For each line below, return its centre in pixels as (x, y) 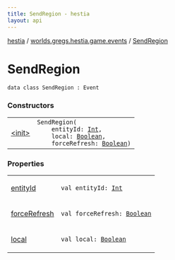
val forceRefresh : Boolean (106, 214)
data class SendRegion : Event (53, 88)
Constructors (31, 105)
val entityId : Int (92, 188)
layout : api (25, 20)
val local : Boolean (93, 240)
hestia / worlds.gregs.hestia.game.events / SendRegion (87, 40)
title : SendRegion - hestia (49, 14)
